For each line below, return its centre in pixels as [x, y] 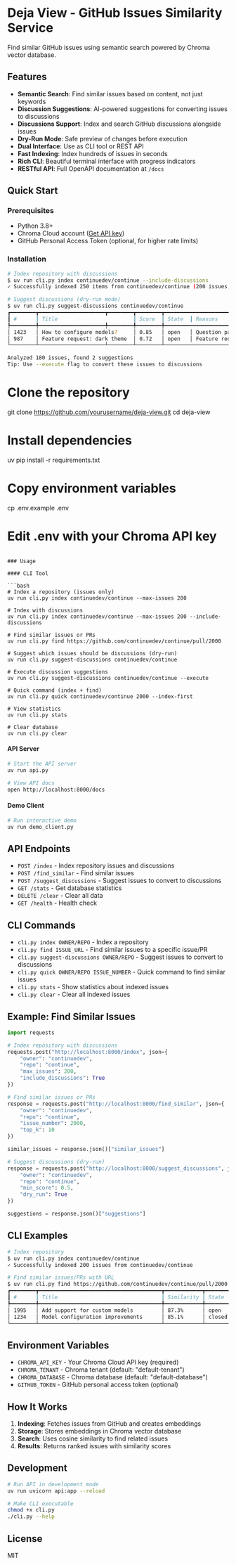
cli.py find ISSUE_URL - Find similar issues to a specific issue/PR [112, 950]
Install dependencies [70, 440]
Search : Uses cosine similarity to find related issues [93, 1438]
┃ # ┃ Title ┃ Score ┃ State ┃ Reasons [113, 319]
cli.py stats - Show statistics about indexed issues [93, 987]
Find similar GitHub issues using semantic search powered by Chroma [109, 47]
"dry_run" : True [44, 1194]
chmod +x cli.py [31, 1510]
